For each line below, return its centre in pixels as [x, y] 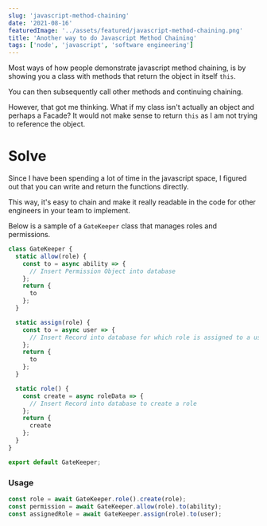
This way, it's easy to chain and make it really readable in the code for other [132, 202]
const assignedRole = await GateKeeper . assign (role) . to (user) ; [115, 514]
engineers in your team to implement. [70, 211]
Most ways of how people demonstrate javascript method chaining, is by [127, 68]
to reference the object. [47, 124]
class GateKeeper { [41, 249]
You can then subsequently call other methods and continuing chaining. [126, 92]
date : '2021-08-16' [41, 23]
